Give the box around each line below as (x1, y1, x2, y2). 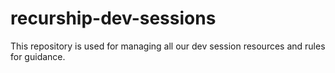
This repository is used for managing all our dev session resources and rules (10, 40, 326, 52)
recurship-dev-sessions (10, 7, 217, 30)
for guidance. (10, 50, 66, 62)
